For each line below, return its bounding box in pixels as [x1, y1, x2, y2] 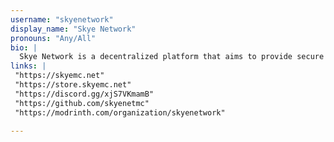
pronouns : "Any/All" [10, 33, 97, 43]
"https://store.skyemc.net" [14, 80, 132, 90]
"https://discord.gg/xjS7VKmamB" [14, 89, 155, 99]
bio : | [10, 42, 38, 53]
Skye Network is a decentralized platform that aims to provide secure [19, 52, 325, 62]
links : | [10, 61, 47, 71]
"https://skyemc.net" [14, 71, 105, 81]
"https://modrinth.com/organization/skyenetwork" [14, 107, 226, 118]
